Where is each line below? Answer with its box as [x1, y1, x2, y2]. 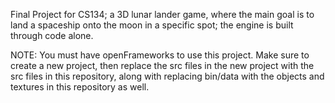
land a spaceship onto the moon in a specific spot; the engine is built [10, 19, 294, 31]
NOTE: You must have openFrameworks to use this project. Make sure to [10, 49, 310, 61]
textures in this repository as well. [10, 81, 150, 93]
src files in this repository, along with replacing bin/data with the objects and [10, 70, 325, 82]
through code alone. [10, 30, 94, 41]
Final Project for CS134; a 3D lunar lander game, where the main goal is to [10, 9, 315, 20]
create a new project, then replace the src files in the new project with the [10, 60, 315, 71]
